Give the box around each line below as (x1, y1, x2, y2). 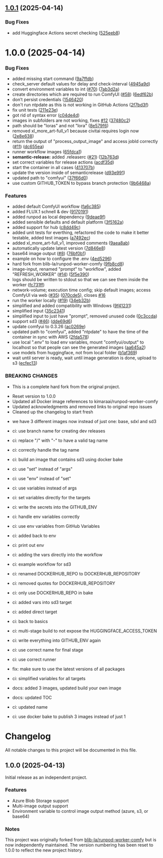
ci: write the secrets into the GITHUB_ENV (12, 504, 97, 510)
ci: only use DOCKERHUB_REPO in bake (12, 590, 93, 596)
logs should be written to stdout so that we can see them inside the (12, 277, 148, 283)
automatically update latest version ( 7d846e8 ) (12, 245, 106, 251)
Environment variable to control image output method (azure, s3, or (12, 808, 149, 814)
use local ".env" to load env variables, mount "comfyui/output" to (12, 339, 144, 345)
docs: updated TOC (12, 694, 53, 700)
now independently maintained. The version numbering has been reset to (5, 842, 154, 848)
